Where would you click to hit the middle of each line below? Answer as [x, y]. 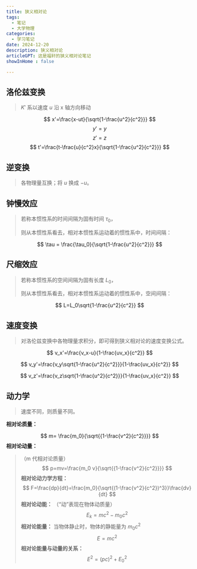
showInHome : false [30, 61]
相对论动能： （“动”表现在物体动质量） [68, 504]
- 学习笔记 [23, 39]
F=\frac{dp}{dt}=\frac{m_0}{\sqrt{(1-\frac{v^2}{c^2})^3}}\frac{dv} [111, 488]
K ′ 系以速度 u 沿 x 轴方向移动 [55, 108]
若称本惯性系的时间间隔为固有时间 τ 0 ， [68, 219]
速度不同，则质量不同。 [49, 411]
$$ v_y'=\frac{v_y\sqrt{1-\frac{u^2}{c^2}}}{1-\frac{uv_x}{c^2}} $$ [100, 364]
